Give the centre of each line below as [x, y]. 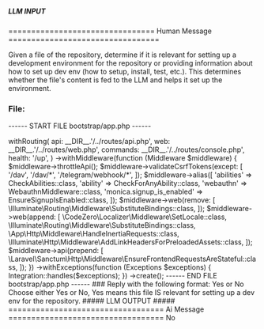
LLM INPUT [27, 11]
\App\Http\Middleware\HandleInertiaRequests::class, [94, 234]
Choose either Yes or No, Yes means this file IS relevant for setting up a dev [132, 293]
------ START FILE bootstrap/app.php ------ [80, 126]
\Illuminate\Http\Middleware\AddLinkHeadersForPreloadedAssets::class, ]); [130, 242]
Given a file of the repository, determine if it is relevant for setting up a [123, 55]
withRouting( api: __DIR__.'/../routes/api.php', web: [89, 142]
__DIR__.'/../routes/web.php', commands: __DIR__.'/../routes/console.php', [126, 149]
